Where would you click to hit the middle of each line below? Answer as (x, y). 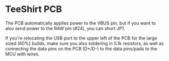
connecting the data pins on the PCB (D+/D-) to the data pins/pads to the (81, 48)
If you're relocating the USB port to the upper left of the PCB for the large (81, 38)
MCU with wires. (22, 54)
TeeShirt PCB (34, 9)
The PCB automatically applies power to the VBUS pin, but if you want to (81, 23)
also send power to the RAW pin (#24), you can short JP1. (65, 28)
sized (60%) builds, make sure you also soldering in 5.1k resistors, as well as (84, 43)
